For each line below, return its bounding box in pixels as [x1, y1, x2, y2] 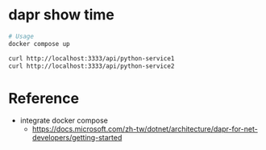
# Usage [8, 32, 35, 40]
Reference [8, 89, 79, 107]
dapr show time [8, 6, 114, 24]
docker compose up [8, 40, 70, 48]
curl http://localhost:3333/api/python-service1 [8, 54, 175, 62]
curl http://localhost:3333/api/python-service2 [8, 62, 175, 70]
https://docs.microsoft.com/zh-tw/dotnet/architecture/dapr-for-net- [31, 124, 258, 134]
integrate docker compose [19, 115, 109, 126]
